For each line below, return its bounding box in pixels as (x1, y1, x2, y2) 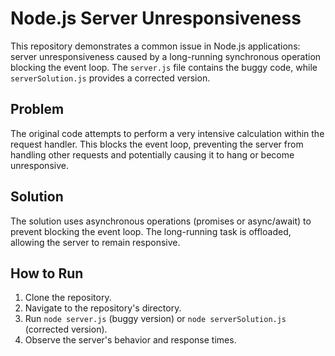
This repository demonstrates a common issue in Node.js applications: (10, 40, 301, 52)
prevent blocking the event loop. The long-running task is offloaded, (10, 225, 292, 237)
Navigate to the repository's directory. (24, 302, 182, 314)
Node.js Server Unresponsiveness (10, 7, 302, 30)
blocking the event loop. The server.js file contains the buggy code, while (10, 61, 318, 73)
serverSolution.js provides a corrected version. (10, 72, 211, 84)
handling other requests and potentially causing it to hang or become (10, 148, 295, 161)
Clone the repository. (24, 292, 112, 304)
